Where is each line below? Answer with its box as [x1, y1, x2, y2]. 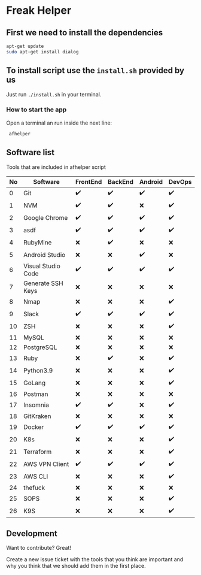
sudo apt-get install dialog [6, 49, 79, 55]
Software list [6, 147, 55, 158]
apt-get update [6, 43, 44, 49]
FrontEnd [75, 177, 102, 186]
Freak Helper [6, 4, 72, 17]
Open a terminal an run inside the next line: [6, 119, 112, 126]
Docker [23, 423, 44, 431]
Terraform [23, 447, 52, 456]
